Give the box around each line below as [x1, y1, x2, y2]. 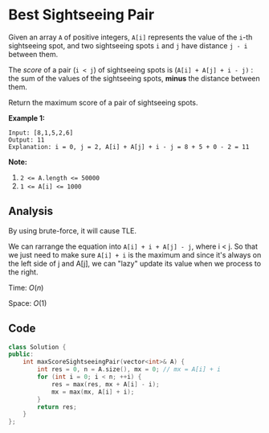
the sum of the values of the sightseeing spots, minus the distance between [8, 73, 261, 83]
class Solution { [8, 343, 67, 351]
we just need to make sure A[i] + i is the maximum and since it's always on [8, 249, 262, 259]
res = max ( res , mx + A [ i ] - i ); [51, 380, 160, 388]
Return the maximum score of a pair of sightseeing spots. [8, 97, 198, 107]
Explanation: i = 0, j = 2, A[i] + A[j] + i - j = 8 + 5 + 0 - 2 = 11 [8, 142, 250, 151]
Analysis [8, 204, 54, 218]
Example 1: [8, 113, 46, 122]
